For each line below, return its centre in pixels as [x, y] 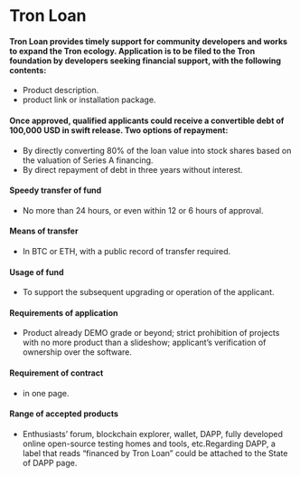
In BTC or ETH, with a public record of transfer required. [127, 251]
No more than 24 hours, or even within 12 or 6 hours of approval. [143, 210]
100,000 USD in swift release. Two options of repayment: [119, 130]
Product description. [61, 91]
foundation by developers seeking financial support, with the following [145, 61]
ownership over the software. [77, 352]
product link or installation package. [89, 100]
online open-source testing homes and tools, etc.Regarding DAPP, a [149, 444]
